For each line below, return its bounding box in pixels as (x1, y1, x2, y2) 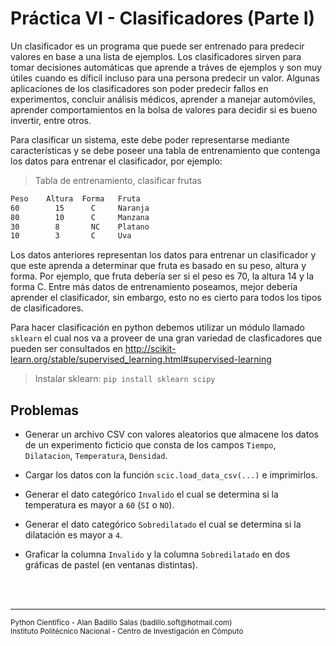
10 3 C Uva (10, 231, 132, 241)
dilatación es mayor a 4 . (24, 529, 123, 541)
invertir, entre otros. (10, 114, 92, 126)
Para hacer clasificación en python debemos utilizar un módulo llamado (10, 322, 305, 334)
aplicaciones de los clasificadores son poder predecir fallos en (10, 82, 269, 94)
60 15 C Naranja (10, 203, 150, 213)
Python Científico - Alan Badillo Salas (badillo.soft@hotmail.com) (10, 618, 233, 628)
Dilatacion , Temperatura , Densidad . (24, 450, 168, 462)
